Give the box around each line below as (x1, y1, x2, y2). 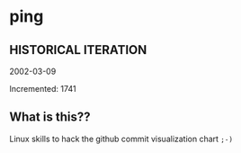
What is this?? (9, 110, 91, 125)
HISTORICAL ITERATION (9, 42, 147, 58)
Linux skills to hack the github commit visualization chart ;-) (9, 133, 234, 144)
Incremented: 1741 (9, 84, 76, 94)
